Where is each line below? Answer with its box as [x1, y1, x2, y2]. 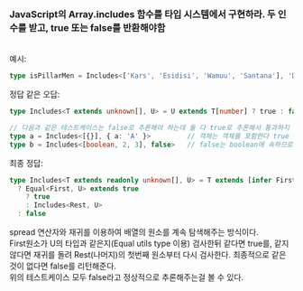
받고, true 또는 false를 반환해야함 [28, 21, 166, 33]
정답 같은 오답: [9, 89, 60, 100]
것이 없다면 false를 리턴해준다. [9, 260, 117, 272]
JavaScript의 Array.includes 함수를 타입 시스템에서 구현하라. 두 [9, 7, 277, 20]
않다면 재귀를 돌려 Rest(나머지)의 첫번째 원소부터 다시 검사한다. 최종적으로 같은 [9, 249, 287, 260]
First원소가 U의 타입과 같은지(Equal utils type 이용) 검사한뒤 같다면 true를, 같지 [9, 238, 289, 249]
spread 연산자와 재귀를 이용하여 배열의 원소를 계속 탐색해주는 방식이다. [9, 227, 259, 238]
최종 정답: [9, 157, 43, 168]
